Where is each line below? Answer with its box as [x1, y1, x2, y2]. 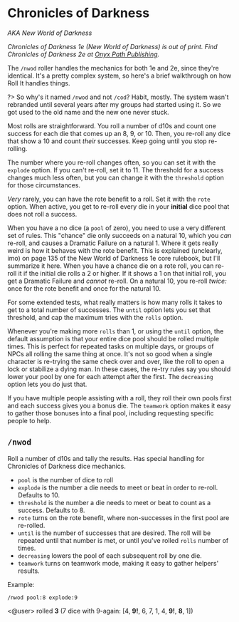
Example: [7, 580, 35, 589]
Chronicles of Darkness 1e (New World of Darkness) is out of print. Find [7, 42, 218, 51]
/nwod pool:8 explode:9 [7, 594, 78, 601]
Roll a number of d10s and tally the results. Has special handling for [7, 454, 205, 462]
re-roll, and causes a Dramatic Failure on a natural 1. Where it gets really [7, 239, 218, 247]
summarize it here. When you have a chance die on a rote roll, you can [7, 261, 214, 270]
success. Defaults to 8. [17, 506, 85, 514]
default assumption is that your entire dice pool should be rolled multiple [7, 334, 220, 343]
